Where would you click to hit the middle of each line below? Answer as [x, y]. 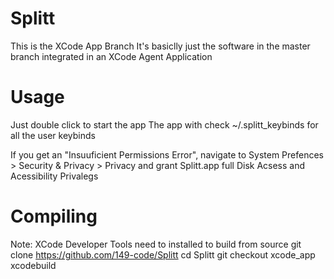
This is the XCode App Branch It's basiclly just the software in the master [160, 46]
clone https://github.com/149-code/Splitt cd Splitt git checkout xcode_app [163, 254]
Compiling [54, 216]
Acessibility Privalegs [54, 176]
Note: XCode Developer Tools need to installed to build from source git [156, 244]
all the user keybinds [53, 135]
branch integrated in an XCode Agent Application [111, 56]
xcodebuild [33, 265]
